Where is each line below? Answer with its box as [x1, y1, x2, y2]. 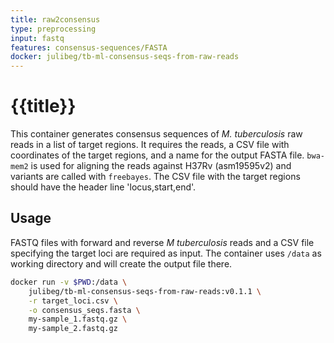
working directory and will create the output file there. [10, 257, 233, 270]
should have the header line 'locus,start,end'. [10, 181, 197, 193]
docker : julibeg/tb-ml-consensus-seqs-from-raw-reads [10, 52, 240, 62]
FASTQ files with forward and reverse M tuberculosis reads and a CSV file [10, 236, 315, 248]
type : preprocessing [10, 24, 97, 34]
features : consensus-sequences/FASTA [10, 42, 168, 53]
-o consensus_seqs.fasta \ [28, 305, 141, 315]
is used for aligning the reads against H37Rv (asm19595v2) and [30, 160, 292, 172]
